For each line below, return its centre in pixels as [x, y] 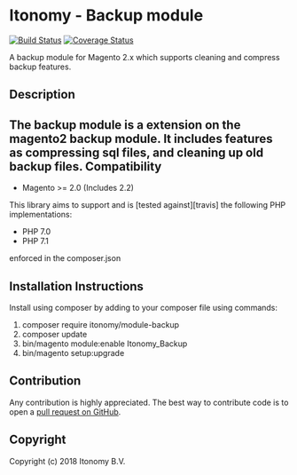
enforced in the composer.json [65, 258]
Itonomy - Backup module [106, 16]
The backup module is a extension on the [125, 125]
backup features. [40, 67]
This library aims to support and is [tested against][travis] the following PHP [148, 205]
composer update [55, 334]
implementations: [41, 215]
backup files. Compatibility [86, 166]
